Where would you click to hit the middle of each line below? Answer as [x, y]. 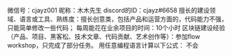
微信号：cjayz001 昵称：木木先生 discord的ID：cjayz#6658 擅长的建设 [108, 10]
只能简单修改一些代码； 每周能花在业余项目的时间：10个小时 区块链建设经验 [116, 28]
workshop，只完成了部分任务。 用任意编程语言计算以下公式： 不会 [103, 45]
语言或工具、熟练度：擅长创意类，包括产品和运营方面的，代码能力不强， [123, 19]
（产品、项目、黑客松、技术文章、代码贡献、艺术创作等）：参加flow [104, 36]
